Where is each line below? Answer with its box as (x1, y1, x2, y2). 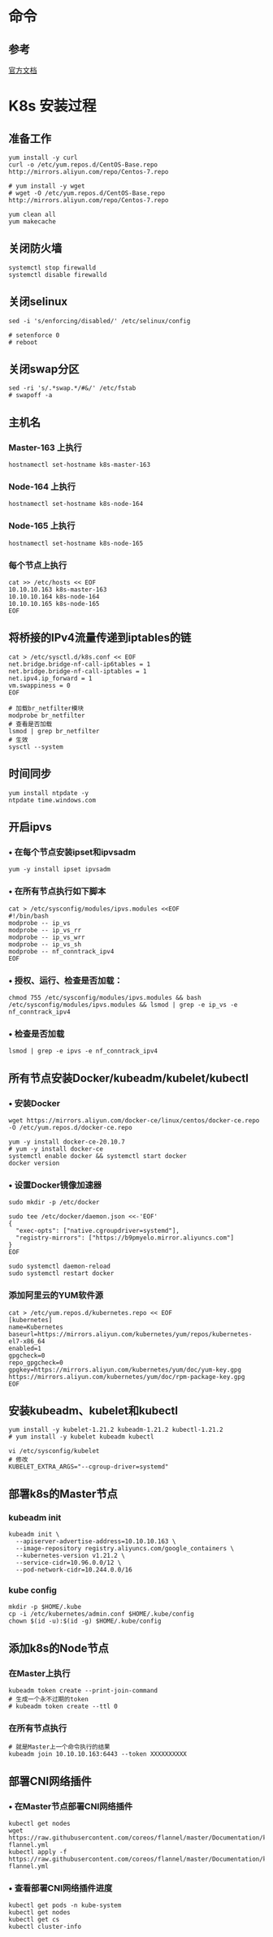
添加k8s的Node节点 (8, 1641, 110, 1655)
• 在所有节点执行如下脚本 (8, 886, 106, 897)
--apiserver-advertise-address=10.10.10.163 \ (15, 1537, 176, 1546)
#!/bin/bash (8, 911, 49, 920)
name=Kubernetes (8, 1323, 63, 1331)
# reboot (8, 338, 38, 346)
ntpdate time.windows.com (8, 796, 96, 804)
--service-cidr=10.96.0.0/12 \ (15, 1559, 122, 1567)
